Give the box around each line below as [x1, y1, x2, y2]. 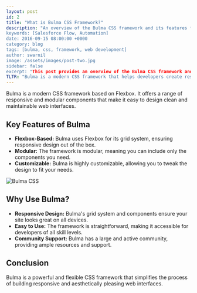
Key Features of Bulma [6, 120, 90, 130]
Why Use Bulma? [6, 195, 70, 205]
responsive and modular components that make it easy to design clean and [6, 96, 188, 103]
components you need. [14, 154, 71, 161]
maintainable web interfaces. [6, 103, 76, 110]
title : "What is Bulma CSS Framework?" [6, 19, 104, 25]
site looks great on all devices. [14, 216, 89, 223]
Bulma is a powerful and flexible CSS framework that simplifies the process [6, 274, 188, 281]
